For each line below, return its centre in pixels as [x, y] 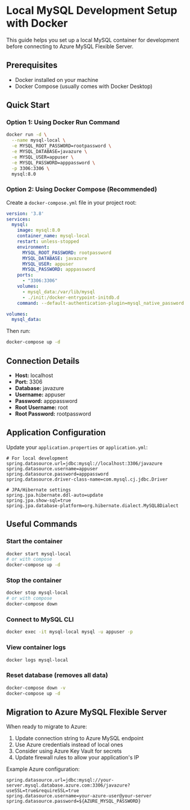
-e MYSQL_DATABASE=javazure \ [49, 152]
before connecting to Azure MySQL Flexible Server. [70, 46]
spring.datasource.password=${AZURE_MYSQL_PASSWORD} [74, 802]
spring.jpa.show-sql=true [38, 500]
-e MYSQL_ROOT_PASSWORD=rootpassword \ [62, 146]
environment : [33, 247]
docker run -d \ [26, 135]
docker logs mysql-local [37, 660]
